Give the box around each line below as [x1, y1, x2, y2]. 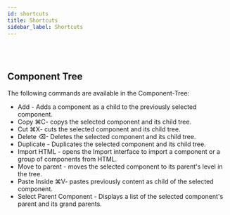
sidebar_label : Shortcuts [7, 23, 83, 30]
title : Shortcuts [7, 17, 58, 24]
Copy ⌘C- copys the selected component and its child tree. [17, 117, 192, 126]
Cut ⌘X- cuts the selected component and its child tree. [17, 125, 181, 133]
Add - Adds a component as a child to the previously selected [17, 103, 197, 111]
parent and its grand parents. [17, 200, 102, 208]
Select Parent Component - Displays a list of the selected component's [17, 193, 224, 201]
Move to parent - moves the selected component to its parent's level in [17, 162, 223, 171]
